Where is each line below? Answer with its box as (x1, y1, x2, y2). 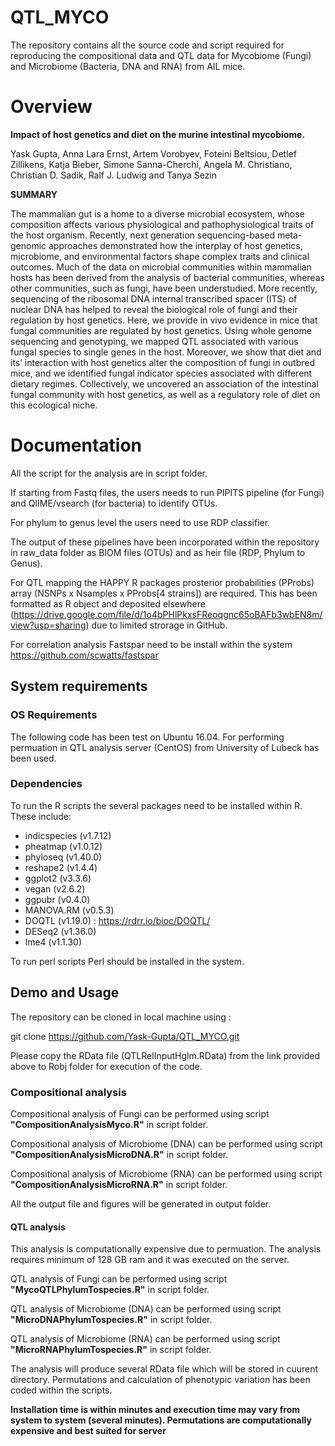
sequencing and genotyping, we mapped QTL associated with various (10, 335, 299, 347)
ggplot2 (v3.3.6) (24, 872, 92, 884)
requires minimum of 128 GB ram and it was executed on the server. (10, 1254, 290, 1266)
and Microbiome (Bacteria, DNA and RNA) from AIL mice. (10, 60, 246, 72)
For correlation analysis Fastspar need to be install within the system (10, 638, 293, 650)
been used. (10, 752, 57, 764)
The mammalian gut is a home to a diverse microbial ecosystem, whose (10, 207, 305, 220)
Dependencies (10, 777, 83, 791)
